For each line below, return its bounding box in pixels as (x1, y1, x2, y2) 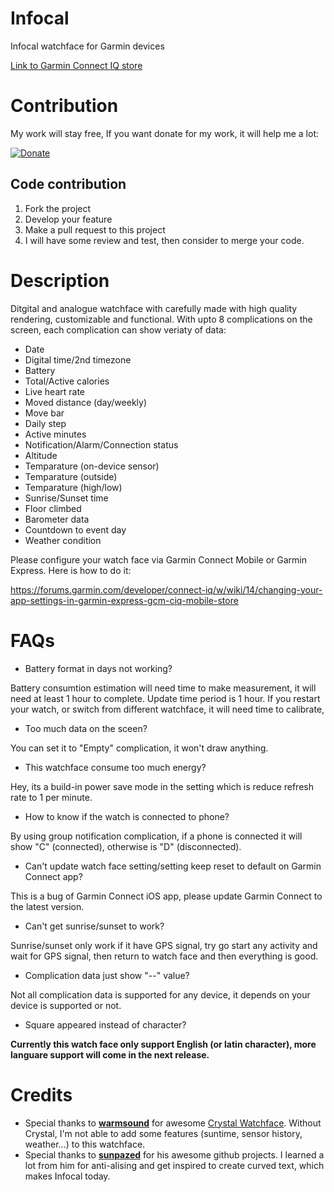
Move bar (24, 407, 65, 419)
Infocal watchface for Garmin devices (10, 40, 165, 52)
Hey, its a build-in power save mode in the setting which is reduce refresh (10, 780, 314, 792)
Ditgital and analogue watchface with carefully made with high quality (10, 302, 298, 314)
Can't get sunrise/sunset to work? (24, 920, 165, 932)
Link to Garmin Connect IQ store (10, 59, 143, 71)
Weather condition (24, 534, 102, 546)
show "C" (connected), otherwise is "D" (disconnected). (10, 840, 242, 852)
